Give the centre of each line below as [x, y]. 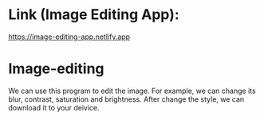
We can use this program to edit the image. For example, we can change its [132, 91]
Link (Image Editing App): [94, 15]
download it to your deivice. [54, 107]
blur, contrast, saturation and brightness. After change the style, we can [126, 99]
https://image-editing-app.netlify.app [69, 37]
